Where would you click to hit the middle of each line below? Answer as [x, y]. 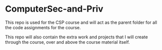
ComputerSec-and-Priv [54, 9]
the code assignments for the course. [43, 27]
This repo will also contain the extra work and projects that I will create [77, 37]
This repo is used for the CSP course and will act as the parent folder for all [81, 22]
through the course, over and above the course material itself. [67, 42]
